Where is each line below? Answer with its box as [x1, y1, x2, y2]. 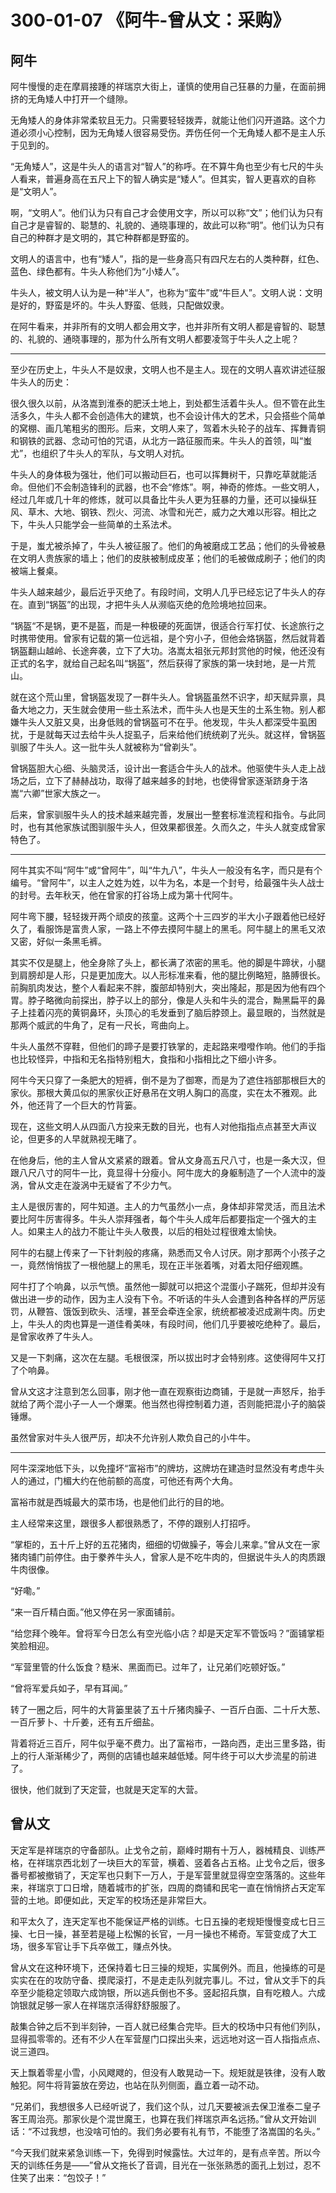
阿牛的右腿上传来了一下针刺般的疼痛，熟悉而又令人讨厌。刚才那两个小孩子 [10, 1247, 317, 1258]
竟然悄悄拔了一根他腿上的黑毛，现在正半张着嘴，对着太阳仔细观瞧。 [27, 1259, 308, 1271]
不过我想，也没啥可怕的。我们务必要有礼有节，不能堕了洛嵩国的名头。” [31, 2125, 321, 2137]
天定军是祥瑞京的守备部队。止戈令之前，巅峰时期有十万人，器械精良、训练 [10, 1844, 317, 1856]
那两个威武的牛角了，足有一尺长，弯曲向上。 [10, 1019, 195, 1031]
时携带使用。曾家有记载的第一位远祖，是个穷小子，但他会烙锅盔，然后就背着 [10, 632, 326, 644]
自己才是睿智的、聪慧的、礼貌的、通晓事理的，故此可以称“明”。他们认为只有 [10, 219, 325, 231]
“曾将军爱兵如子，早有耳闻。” [10, 1682, 128, 1694]
